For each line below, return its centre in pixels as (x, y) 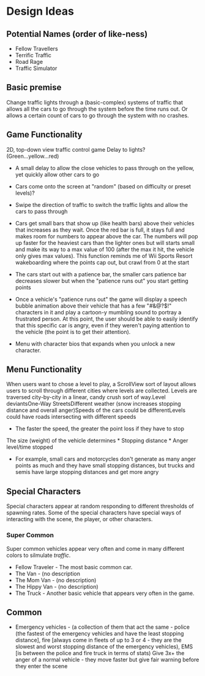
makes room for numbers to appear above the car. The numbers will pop (106, 236)
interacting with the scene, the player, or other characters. (80, 519)
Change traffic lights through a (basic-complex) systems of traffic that (95, 102)
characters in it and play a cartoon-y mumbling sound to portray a (98, 312)
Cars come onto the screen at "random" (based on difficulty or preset (103, 186)
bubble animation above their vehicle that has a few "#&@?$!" (93, 306)
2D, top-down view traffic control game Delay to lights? (76, 149)
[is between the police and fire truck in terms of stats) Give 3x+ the (100, 653)
